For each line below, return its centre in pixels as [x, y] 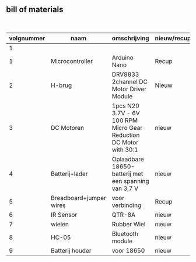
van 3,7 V [125, 188]
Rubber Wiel [129, 224]
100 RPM [125, 120]
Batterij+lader [69, 174]
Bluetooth [125, 233]
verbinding [127, 205]
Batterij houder [71, 250]
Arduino [123, 57]
